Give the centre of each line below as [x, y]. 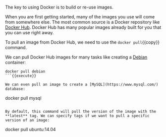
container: [16, 62]
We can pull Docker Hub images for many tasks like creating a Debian [76, 57]
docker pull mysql [23, 98]
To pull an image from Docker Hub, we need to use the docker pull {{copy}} [83, 42]
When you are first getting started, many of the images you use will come [80, 17]
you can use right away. [29, 33]
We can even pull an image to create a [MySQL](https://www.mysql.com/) [82, 84]
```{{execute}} [21, 76]
